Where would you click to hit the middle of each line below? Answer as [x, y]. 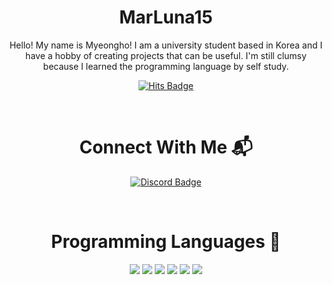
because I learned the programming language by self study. [166, 66]
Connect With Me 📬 [166, 147]
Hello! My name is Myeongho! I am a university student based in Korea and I [166, 45]
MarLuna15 [166, 17]
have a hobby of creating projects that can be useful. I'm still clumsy [166, 55]
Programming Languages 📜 [166, 242]
